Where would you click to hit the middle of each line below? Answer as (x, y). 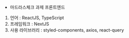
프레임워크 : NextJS (29, 24)
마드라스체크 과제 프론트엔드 (37, 7)
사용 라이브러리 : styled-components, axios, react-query (67, 30)
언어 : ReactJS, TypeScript (37, 18)
